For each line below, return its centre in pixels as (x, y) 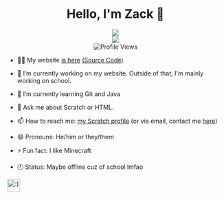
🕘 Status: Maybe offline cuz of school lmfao (80, 167)
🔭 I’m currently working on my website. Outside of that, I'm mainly (110, 73)
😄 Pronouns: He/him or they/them (66, 137)
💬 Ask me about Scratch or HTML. (65, 107)
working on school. (44, 80)
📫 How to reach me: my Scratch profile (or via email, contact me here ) (117, 121)
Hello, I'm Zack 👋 (115, 14)
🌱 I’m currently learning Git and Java (69, 94)
